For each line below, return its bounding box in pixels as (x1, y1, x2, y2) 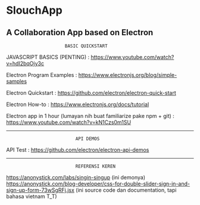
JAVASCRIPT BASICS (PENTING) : (6, 54, 90, 60)
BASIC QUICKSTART (64, 43, 108, 49)
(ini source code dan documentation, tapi (75, 187, 177, 194)
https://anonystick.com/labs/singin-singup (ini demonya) (6, 174, 146, 181)
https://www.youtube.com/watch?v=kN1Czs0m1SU (6, 119, 132, 126)
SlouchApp (6, 4, 62, 17)
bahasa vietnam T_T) (6, 193, 58, 200)
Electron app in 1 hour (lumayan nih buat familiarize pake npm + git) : (6, 113, 174, 119)
